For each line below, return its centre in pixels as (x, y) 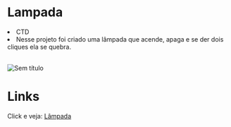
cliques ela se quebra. (39, 47)
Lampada (35, 12)
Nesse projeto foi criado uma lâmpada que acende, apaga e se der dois (120, 39)
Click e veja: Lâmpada (39, 116)
